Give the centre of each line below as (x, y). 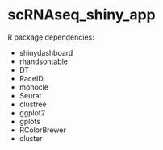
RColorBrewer (42, 130)
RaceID (31, 78)
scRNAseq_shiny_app (82, 15)
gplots (30, 121)
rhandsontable (43, 61)
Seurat (30, 95)
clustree (33, 104)
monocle (34, 87)
